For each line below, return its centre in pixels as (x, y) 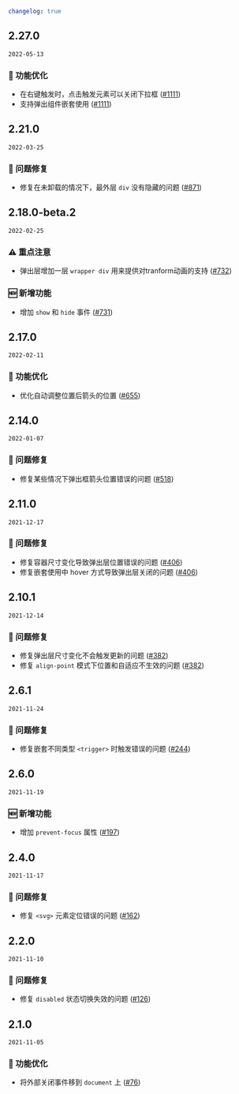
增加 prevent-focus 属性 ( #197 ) (69, 832)
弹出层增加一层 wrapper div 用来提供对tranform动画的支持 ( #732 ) (126, 271)
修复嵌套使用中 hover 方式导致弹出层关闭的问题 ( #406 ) (109, 571)
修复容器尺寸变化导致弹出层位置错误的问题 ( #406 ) (101, 562)
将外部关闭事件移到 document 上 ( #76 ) (80, 1082)
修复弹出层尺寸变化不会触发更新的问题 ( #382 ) (94, 655)
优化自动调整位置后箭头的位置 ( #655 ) (80, 395)
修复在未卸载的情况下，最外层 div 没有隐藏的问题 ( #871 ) (111, 187)
